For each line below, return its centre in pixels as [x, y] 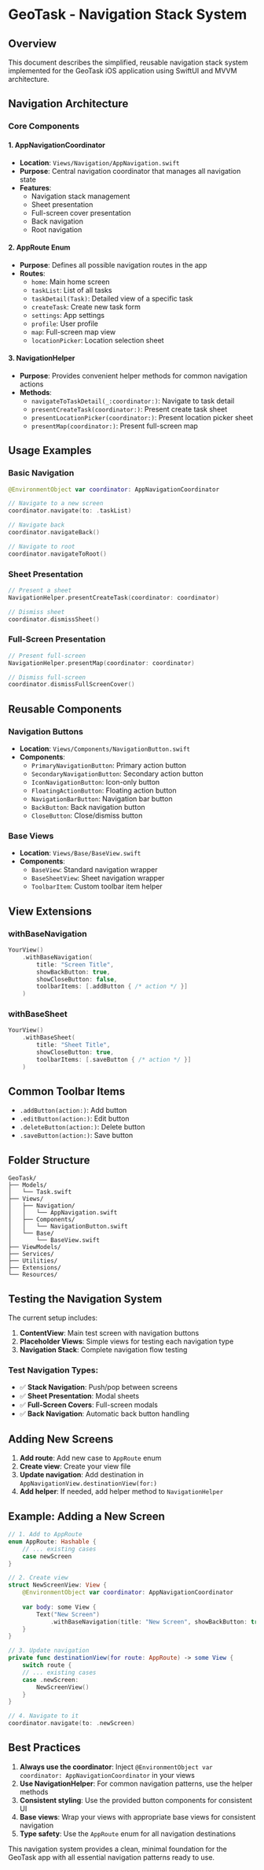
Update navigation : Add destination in [81, 1475]
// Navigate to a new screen [56, 504]
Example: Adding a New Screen [86, 1516]
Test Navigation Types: [53, 1370]
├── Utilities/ [33, 1261]
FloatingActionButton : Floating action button [104, 791]
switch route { [47, 1665]
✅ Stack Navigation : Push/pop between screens [99, 1388]
